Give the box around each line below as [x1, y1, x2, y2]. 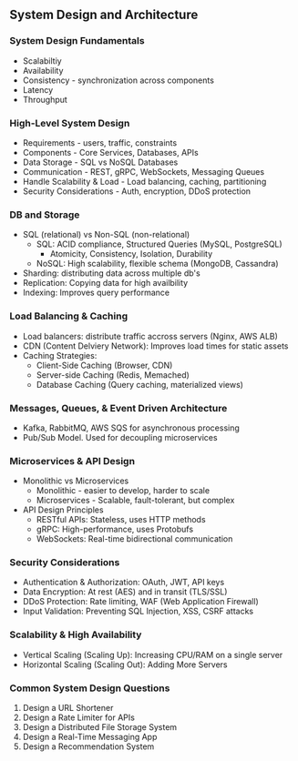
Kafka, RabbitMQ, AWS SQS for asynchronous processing [22, 422, 240, 433]
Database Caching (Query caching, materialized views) [36, 379, 244, 390]
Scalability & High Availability [9, 628, 142, 641]
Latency [22, 84, 54, 95]
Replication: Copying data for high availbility [22, 278, 189, 289]
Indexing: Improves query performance [22, 287, 170, 299]
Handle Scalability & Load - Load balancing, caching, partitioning [22, 176, 267, 187]
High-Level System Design [9, 117, 130, 129]
